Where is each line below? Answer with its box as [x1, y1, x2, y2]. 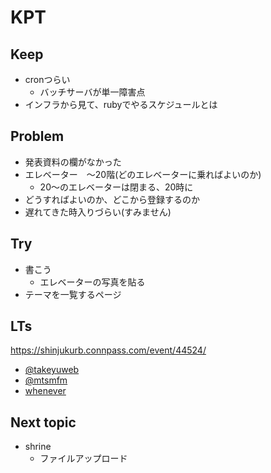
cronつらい [24, 74, 71, 85]
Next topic [10, 414, 77, 431]
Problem [10, 128, 65, 145]
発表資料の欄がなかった [24, 156, 122, 168]
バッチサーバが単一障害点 [39, 86, 146, 98]
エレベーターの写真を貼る [39, 276, 146, 288]
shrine [24, 441, 52, 453]
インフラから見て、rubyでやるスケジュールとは [24, 99, 218, 110]
